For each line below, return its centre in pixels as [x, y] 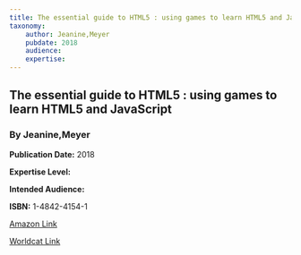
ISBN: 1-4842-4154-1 [48, 206]
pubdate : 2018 [52, 42]
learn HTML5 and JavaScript [91, 110]
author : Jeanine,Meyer [68, 34]
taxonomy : [28, 26]
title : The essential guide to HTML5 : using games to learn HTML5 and [146, 17]
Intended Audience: [47, 189]
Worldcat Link [35, 241]
